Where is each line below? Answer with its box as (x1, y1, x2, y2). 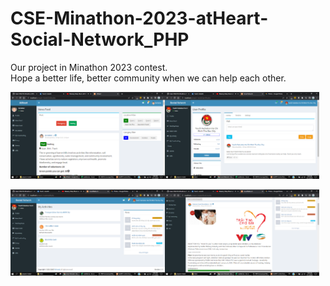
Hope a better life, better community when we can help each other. (10, 72, 287, 84)
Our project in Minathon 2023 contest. (10, 61, 168, 73)
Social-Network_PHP (10, 28, 190, 51)
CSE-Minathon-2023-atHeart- (10, 7, 269, 30)
